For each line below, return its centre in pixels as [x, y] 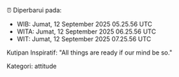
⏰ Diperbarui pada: [34, 10]
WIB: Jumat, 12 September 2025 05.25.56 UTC [84, 24]
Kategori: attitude [32, 66]
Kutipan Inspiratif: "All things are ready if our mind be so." [89, 52]
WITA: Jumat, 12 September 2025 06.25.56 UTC [86, 31]
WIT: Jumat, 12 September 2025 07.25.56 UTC [84, 39]
